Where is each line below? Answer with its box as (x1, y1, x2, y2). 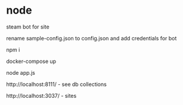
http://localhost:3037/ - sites (6, 92, 77, 99)
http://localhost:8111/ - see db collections (6, 81, 107, 88)
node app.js (6, 69, 36, 76)
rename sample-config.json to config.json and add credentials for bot (6, 34, 177, 42)
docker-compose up (6, 58, 57, 65)
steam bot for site (6, 23, 49, 30)
